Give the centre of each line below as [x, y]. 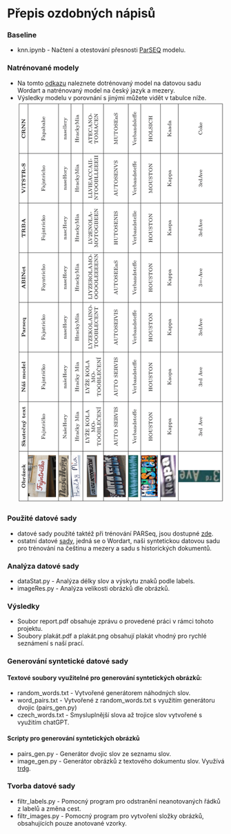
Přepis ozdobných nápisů [81, 13]
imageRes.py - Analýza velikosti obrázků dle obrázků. [93, 588]
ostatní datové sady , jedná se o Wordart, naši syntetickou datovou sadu [119, 540]
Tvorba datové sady [41, 786]
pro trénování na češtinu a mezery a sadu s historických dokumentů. [114, 548]
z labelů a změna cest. [49, 808]
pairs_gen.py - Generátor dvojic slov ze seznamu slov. [94, 754]
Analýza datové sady [43, 566]
